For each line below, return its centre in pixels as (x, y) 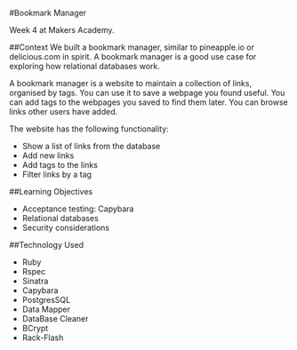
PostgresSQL (46, 300)
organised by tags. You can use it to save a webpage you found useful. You (147, 93)
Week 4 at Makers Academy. (62, 30)
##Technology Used (47, 245)
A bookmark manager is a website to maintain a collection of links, (130, 83)
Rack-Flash (43, 338)
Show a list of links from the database (91, 146)
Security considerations (66, 227)
